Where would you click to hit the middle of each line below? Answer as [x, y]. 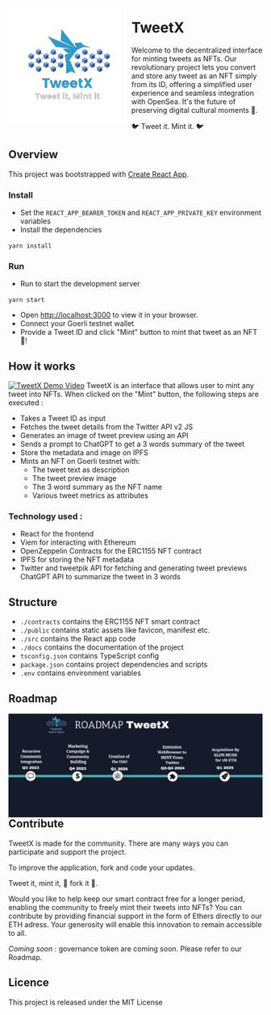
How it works [42, 366]
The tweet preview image [74, 478]
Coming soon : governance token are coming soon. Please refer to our [125, 948]
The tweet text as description [81, 470]
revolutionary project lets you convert [194, 67]
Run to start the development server [80, 284]
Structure [33, 602]
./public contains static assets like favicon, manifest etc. [115, 630]
